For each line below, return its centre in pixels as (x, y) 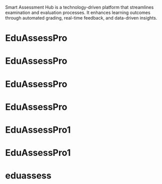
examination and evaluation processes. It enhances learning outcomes (78, 13)
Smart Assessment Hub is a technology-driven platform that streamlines (79, 7)
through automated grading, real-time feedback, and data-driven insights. (81, 18)
